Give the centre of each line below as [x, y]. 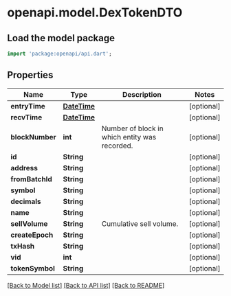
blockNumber [33, 137]
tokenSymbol [33, 268]
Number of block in [132, 128]
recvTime [26, 117]
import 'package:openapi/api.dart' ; [59, 54]
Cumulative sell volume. [140, 223]
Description [142, 94]
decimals [26, 201]
